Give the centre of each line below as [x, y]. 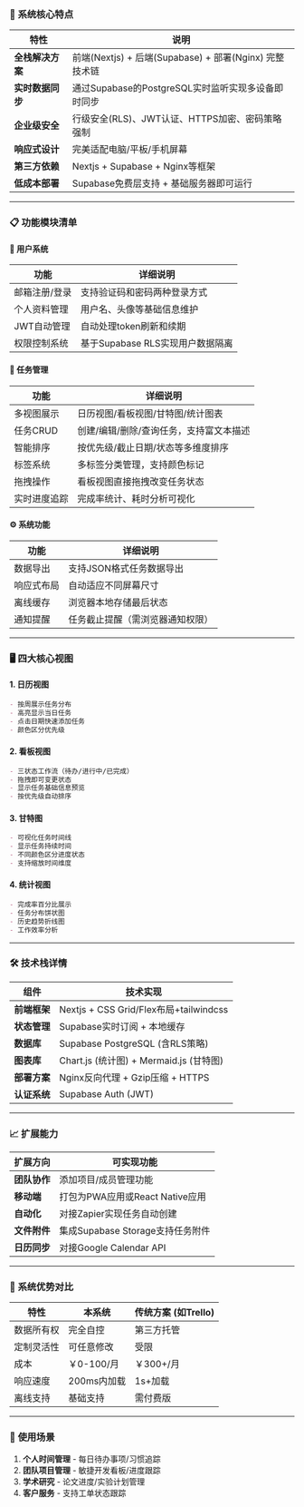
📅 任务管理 [29, 370]
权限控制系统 [42, 344]
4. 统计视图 [30, 885]
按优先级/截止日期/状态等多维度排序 [153, 447]
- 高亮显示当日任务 [41, 713]
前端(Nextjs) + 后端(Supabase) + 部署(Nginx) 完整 [178, 58]
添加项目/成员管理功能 [106, 1179]
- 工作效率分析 [34, 930]
